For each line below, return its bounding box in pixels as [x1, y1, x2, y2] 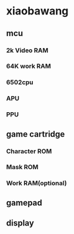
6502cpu [6, 78, 34, 86]
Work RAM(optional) [6, 179, 67, 187]
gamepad [6, 197, 43, 208]
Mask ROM [6, 163, 39, 172]
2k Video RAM [6, 46, 49, 55]
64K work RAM [6, 62, 51, 70]
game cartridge [6, 129, 65, 139]
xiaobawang [6, 4, 69, 18]
